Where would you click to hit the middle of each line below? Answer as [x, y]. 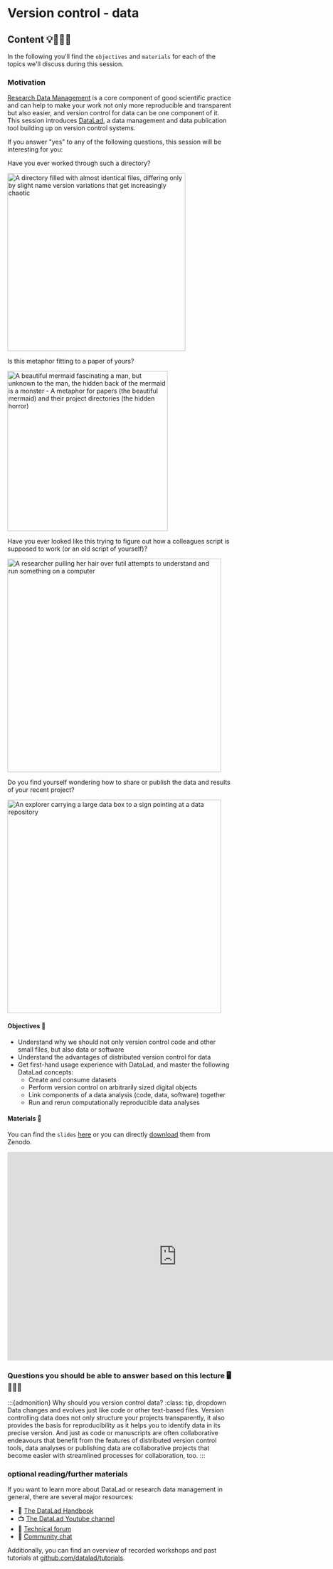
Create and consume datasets [73, 1079]
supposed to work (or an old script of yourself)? [78, 549]
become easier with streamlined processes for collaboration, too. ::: [106, 1456]
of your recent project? [41, 790]
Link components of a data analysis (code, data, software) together [127, 1094]
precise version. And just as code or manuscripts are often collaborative [113, 1433]
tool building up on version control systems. [72, 128]
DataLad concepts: [45, 1072]
